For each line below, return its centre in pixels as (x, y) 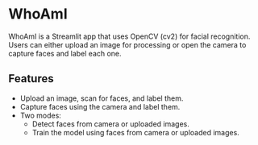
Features (31, 79)
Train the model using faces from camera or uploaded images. (135, 132)
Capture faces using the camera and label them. (100, 106)
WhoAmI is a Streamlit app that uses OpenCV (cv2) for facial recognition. (129, 36)
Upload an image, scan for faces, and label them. (102, 98)
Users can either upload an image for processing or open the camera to (127, 44)
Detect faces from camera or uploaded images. (110, 124)
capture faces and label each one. (65, 53)
